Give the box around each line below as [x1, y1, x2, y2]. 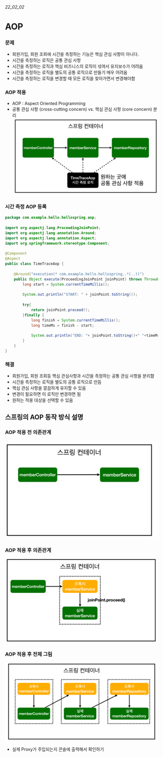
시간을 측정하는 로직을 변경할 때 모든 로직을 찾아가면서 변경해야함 [12, 75, 135, 82]
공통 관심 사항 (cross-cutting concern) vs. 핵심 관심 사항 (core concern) [12, 106, 152, 112]
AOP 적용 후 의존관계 [5, 547, 51, 554]
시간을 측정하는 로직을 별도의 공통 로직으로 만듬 [12, 379, 102, 385]
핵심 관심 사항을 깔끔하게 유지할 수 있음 [12, 385, 86, 391]
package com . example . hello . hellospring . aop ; [5, 215, 97, 220]
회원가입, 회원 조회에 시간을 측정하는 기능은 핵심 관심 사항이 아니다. [12, 51, 139, 57]
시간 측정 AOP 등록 [5, 203, 47, 210]
